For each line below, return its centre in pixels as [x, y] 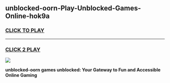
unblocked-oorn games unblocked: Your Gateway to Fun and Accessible [83, 69]
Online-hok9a [28, 16]
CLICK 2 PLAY [23, 49]
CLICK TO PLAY [25, 31]
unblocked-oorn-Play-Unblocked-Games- [73, 8]
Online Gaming [21, 75]
